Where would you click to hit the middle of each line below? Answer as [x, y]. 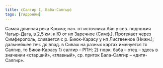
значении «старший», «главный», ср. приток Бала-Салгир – [69, 55]
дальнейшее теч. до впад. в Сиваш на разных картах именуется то [76, 44]
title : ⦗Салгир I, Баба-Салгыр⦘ [39, 10]
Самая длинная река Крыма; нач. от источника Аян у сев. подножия [78, 28]
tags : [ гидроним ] [23, 14]
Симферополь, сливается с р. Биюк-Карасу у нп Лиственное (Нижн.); [80, 39]
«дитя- [140, 55]
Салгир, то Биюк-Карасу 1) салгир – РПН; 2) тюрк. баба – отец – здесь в [81, 50]
